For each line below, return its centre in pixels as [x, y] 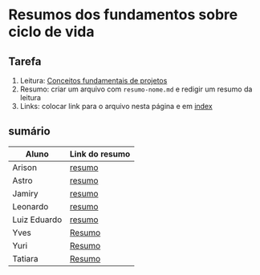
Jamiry [25, 193]
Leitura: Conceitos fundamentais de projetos [93, 81]
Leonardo [30, 206]
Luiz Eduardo [37, 220]
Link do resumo [100, 154]
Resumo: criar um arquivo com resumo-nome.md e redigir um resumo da [136, 89]
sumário [29, 131]
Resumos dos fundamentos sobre [123, 15]
